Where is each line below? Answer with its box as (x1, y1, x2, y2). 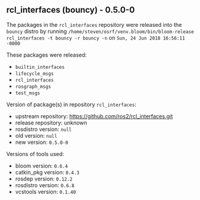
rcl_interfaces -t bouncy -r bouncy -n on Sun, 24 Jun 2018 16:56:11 (6, 34, 185, 41)
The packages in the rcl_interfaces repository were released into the (6, 21, 182, 28)
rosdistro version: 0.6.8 (15, 181, 75, 188)
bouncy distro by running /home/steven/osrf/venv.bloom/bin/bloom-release (6, 27, 194, 35)
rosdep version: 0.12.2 (15, 175, 73, 182)
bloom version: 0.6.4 (15, 162, 68, 170)
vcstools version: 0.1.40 (15, 188, 76, 195)
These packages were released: (6, 51, 87, 59)
